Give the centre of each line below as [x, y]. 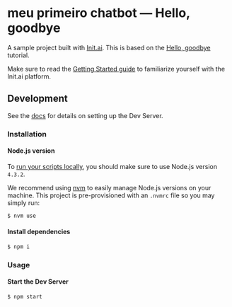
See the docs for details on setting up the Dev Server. [86, 115]
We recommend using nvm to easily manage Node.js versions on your [109, 187]
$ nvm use [22, 216]
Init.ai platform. [29, 76]
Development [38, 99]
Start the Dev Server [38, 282]
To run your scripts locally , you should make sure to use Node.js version [112, 166]
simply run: [24, 202]
